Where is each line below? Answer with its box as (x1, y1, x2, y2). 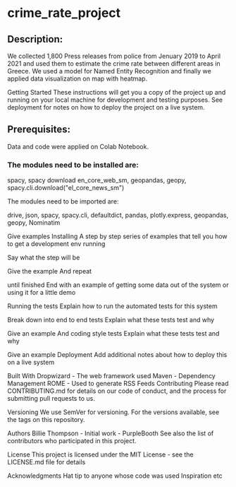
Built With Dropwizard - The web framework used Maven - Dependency (7, 372, 216, 380)
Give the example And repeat (7, 267, 92, 276)
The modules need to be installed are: (7, 160, 139, 170)
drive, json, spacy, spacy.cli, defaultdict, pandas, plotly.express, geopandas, (7, 211, 229, 220)
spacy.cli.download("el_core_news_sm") (7, 184, 125, 192)
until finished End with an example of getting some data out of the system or (7, 281, 229, 289)
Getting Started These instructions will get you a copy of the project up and (7, 88, 226, 96)
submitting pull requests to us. (7, 394, 95, 403)
